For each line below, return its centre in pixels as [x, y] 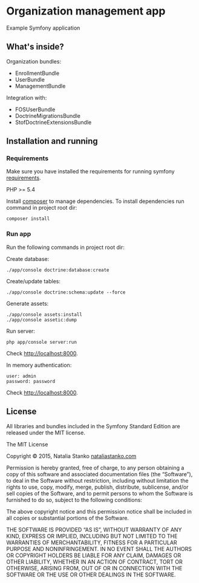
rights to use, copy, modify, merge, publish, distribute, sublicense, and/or [97, 487]
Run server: [21, 331]
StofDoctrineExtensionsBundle [53, 122]
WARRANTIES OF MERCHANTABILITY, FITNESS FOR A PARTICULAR [92, 543]
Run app [19, 234]
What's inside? [35, 47]
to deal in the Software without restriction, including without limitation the [97, 480]
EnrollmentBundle [37, 73]
